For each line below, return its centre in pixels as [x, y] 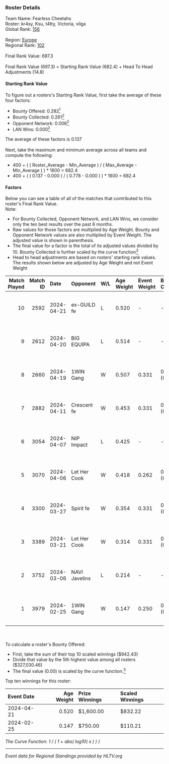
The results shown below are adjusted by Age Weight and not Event [83, 262]
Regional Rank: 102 [25, 45]
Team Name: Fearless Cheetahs [38, 19]
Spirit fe [80, 508]
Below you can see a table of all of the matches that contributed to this [78, 199]
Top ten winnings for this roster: [38, 681]
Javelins [81, 578]
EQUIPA [80, 344]
